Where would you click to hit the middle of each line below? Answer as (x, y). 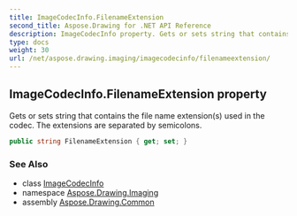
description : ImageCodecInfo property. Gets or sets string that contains (150, 34)
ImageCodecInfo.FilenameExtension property (138, 94)
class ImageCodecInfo (63, 183)
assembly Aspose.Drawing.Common (88, 202)
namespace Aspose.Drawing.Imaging (90, 192)
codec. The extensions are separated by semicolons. (106, 125)
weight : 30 (29, 50)
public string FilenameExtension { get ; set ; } (99, 141)
